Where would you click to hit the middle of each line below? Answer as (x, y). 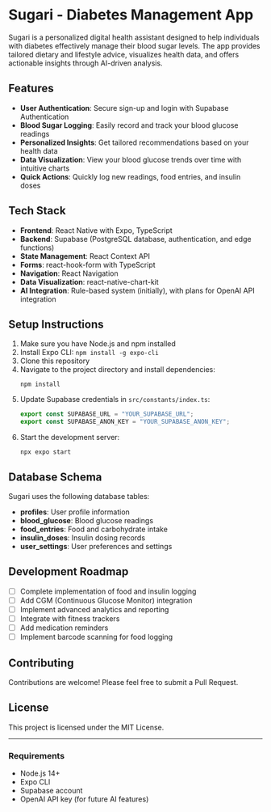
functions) (37, 247)
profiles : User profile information (75, 512)
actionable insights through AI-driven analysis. (85, 63)
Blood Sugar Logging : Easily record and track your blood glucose (129, 125)
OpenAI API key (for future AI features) (84, 799)
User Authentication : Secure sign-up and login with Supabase (124, 108)
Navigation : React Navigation (69, 273)
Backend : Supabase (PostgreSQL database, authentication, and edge (135, 239)
